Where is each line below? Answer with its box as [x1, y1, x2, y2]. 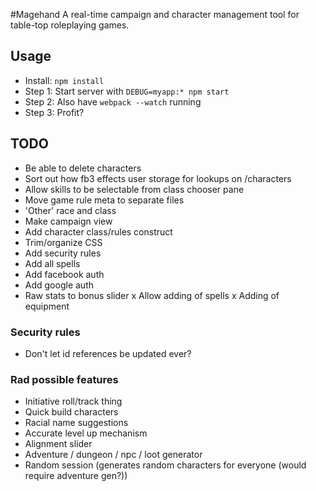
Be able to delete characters [24, 162, 142, 174]
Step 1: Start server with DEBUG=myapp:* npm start [24, 85, 230, 97]
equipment [24, 300, 70, 312]
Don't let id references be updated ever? [24, 347, 192, 359]
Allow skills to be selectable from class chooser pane [24, 183, 245, 195]
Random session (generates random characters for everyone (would [24, 459, 307, 471]
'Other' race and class [24, 204, 117, 216]
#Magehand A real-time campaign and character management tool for [10, 9, 300, 20]
